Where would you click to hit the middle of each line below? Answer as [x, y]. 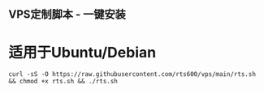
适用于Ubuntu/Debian [82, 52]
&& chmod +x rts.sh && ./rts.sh [63, 82]
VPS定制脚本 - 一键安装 [67, 15]
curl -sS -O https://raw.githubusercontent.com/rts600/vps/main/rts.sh [132, 74]
